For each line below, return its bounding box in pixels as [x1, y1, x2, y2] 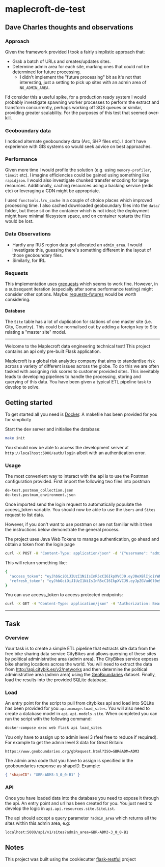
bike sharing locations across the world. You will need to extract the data [5, 661, 152, 667]
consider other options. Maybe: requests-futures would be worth [5, 291, 137, 297]
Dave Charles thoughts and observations [5, 23, 134, 31]
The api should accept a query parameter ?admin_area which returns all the [5, 815, 157, 821]
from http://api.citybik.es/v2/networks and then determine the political [5, 666, 147, 672]
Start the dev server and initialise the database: [5, 426, 101, 432]
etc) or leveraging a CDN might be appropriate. [5, 188, 100, 194]
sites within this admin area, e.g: [5, 820, 70, 826]
